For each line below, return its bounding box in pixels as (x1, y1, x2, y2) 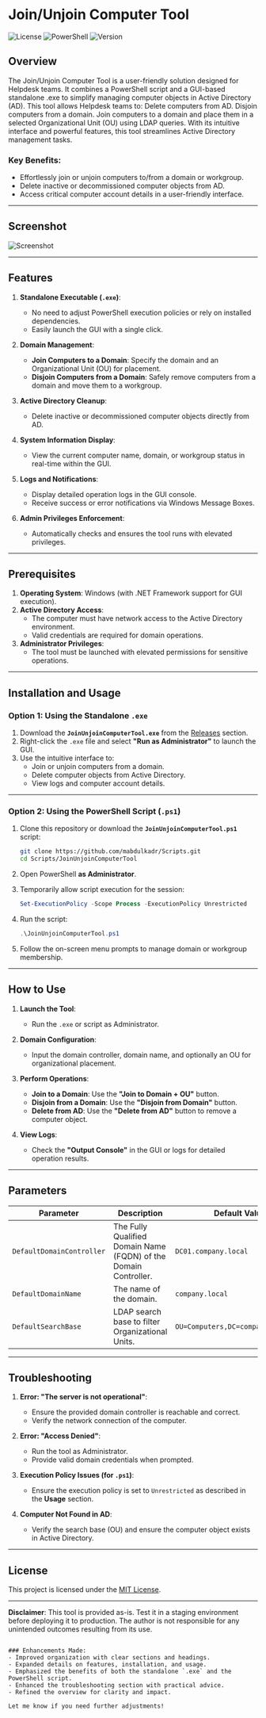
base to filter (113, 1316, 161, 1327)
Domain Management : (19, 339, 95, 350)
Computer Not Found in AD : (19, 1509, 112, 1519)
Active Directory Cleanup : (19, 396, 108, 405)
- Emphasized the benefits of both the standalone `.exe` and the (8, 1667, 232, 1676)
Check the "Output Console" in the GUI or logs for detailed (31, 1145, 226, 1154)
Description (117, 1207, 163, 1219)
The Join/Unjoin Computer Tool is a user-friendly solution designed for (8, 75, 239, 85)
